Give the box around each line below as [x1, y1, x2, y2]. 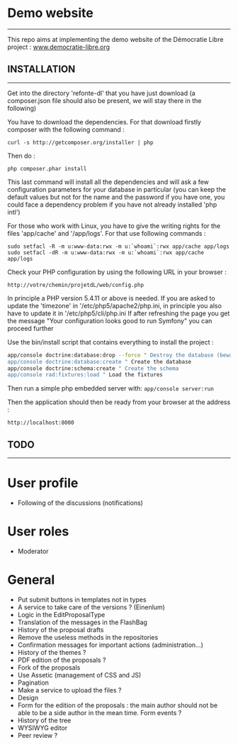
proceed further [7, 324, 55, 332]
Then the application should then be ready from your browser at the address [7, 398, 231, 406]
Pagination [17, 678, 50, 687]
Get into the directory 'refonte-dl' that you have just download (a [7, 89, 196, 97]
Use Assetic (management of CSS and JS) [17, 670, 142, 679]
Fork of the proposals [17, 663, 81, 672]
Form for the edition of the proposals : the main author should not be [17, 701, 218, 709]
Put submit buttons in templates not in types [17, 595, 147, 604]
